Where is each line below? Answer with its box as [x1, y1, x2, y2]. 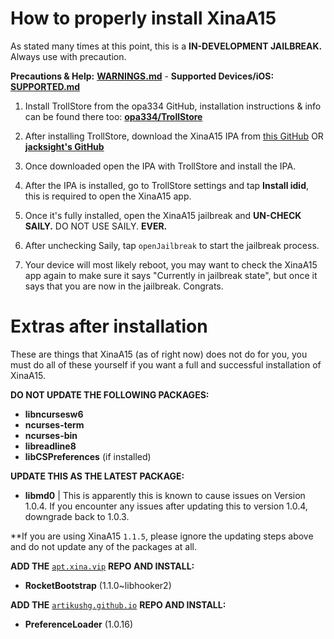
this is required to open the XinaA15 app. [24, 190, 192, 202]
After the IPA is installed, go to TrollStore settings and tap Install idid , [24, 179, 310, 191]
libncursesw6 [24, 408, 84, 420]
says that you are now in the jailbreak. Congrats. [24, 280, 224, 292]
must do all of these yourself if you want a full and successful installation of [10, 358, 322, 371]
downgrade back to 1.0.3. [24, 510, 130, 522]
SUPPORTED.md [10, 80, 81, 92]
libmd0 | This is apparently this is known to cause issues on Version [24, 489, 306, 501]
